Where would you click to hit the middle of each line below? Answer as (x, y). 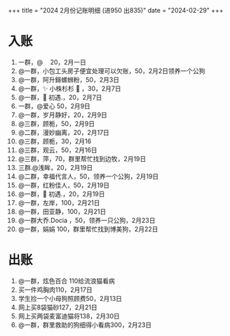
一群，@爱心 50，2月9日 (54, 106)
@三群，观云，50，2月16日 (57, 150)
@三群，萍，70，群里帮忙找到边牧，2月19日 (82, 159)
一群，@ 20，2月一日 (52, 62)
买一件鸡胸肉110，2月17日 (55, 290)
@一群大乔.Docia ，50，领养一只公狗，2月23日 (87, 220)
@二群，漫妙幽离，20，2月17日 (63, 132)
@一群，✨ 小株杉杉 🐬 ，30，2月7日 (69, 88)
